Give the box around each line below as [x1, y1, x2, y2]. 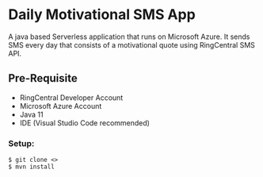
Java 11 [19, 110, 44, 119]
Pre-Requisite [8, 71, 78, 85]
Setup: [8, 137, 35, 148]
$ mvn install [8, 163, 55, 171]
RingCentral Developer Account [19, 93, 124, 102]
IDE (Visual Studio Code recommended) [19, 117, 151, 128]
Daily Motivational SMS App [8, 6, 196, 24]
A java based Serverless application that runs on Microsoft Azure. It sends [8, 32, 250, 41]
